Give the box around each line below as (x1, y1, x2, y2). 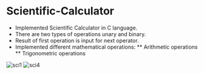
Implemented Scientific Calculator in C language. (15, 24, 138, 31)
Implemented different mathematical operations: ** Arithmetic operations (15, 43, 199, 51)
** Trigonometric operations (15, 49, 86, 57)
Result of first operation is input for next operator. (15, 37, 139, 44)
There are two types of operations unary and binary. (15, 30, 146, 37)
